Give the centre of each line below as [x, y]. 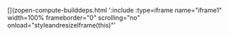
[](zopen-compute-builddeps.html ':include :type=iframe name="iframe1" [114, 10]
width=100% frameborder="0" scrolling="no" [74, 18]
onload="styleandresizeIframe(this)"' [62, 25]
